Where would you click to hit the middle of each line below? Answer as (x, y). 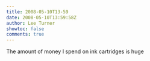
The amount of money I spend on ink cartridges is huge (75, 51)
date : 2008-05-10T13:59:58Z (42, 18)
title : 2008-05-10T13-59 (37, 12)
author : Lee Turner (31, 23)
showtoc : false (25, 29)
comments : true (25, 34)
